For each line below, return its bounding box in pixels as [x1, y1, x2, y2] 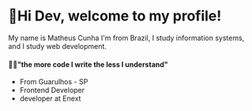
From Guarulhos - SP [19, 77, 88, 87]
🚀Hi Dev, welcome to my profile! [8, 7, 222, 25]
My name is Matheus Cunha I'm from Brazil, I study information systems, [8, 33, 245, 43]
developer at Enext [19, 94, 81, 103]
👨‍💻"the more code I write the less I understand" [8, 59, 168, 69]
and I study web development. [8, 41, 107, 50]
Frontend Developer [19, 86, 85, 95]
